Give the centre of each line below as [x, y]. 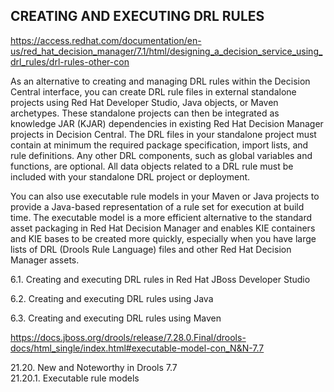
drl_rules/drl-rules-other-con [70, 61]
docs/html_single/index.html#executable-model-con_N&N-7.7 [137, 348]
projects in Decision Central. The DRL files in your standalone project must [163, 134]
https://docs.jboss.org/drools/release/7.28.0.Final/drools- [128, 337]
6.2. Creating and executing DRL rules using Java [112, 298]
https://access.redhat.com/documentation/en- [106, 40]
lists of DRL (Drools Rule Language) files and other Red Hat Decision [151, 249]
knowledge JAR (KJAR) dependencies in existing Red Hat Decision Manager [167, 123]
